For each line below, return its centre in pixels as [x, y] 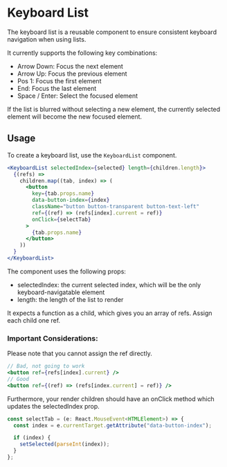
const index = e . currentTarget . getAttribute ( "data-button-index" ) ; [113, 425]
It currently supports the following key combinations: [82, 53]
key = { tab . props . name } [63, 194]
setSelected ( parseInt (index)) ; [65, 444]
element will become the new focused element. [75, 117]
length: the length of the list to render [70, 299]
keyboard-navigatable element [61, 292]
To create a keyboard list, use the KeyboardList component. [92, 155]
